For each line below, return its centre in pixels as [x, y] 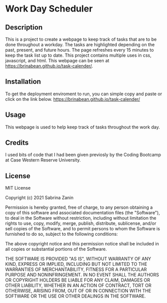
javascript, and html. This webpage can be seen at [57, 60]
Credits [17, 143]
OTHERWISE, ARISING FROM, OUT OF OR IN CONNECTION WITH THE [78, 291]
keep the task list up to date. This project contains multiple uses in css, [78, 55]
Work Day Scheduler [49, 9]
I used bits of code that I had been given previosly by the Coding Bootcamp [83, 155]
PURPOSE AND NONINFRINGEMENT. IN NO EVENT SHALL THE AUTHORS [82, 275]
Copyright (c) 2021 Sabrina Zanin [39, 198]
